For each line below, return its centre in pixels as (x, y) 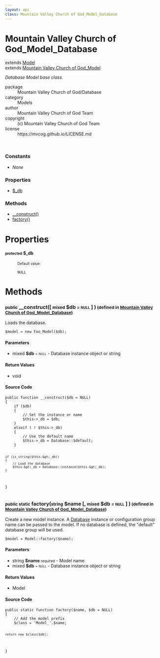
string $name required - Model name (48, 561)
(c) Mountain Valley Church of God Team (59, 124)
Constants (18, 157)
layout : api (17, 10)
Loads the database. (26, 323)
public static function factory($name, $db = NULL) (59, 610)
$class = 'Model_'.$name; (40, 623)
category (14, 98)
